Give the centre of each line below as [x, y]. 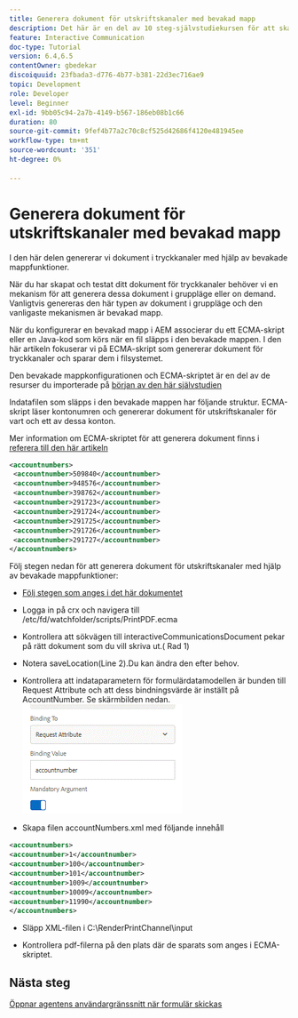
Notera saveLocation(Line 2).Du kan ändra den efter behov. [130, 663]
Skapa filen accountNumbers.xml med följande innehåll [123, 828]
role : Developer [39, 93]
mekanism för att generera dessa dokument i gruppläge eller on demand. [143, 293]
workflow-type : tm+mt [49, 141]
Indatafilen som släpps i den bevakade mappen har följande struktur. [134, 402]
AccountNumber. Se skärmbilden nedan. [96, 700]
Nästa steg [40, 982]
